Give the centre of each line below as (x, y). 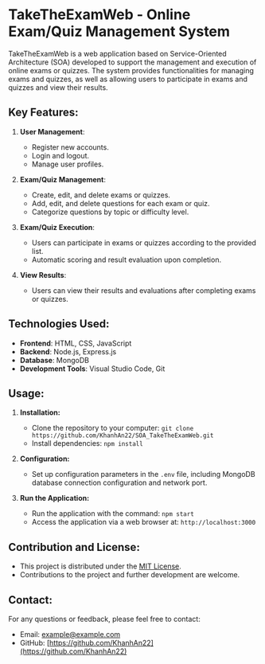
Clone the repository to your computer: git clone (113, 428)
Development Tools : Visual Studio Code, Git (92, 369)
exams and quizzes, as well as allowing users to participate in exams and (128, 79)
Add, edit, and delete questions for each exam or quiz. (121, 203)
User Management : (52, 131)
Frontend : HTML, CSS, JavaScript (76, 343)
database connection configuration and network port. (119, 482)
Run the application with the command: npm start (113, 514)
